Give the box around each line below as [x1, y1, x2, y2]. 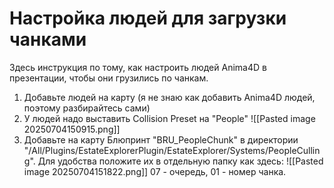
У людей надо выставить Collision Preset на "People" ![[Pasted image [23, 112, 316, 124]
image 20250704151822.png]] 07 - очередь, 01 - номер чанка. [23, 165, 287, 177]
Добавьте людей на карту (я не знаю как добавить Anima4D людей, [23, 91, 316, 103]
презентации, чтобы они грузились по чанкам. [9, 72, 209, 84]
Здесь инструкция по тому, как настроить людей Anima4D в [9, 61, 267, 73]
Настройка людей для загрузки [9, 7, 287, 30]
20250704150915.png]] [23, 123, 121, 135]
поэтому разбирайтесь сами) [23, 102, 151, 114]
